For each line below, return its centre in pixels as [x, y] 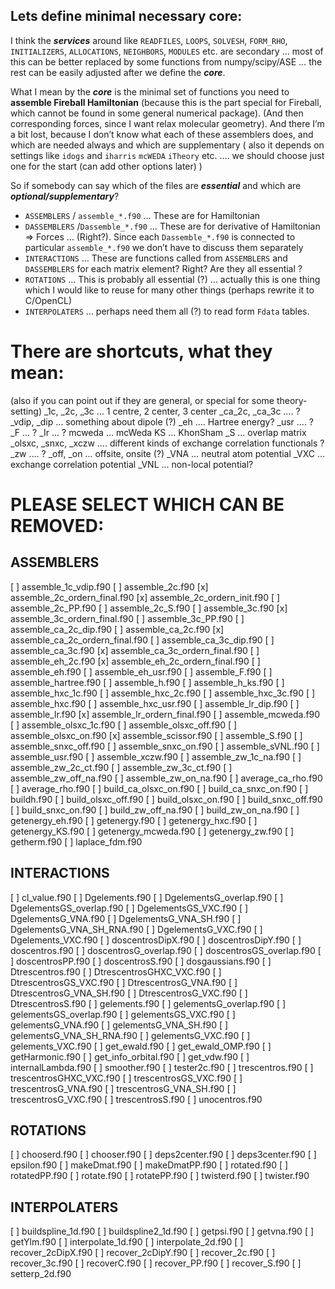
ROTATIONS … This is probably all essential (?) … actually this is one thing [172, 279]
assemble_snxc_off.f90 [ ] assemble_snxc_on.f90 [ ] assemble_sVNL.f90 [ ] [165, 746]
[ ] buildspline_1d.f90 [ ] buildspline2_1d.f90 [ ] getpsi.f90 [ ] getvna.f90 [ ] [162, 1231]
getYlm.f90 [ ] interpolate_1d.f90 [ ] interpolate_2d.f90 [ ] [127, 1242]
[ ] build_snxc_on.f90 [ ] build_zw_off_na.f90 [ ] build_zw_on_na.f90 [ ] [155, 810]
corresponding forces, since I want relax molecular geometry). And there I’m [167, 123]
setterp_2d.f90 [41, 1274]
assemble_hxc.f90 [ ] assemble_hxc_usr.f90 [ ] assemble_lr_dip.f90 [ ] [155, 703]
